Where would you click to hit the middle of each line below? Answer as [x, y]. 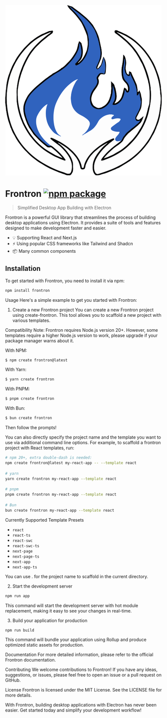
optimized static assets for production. [45, 645]
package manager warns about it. [40, 341]
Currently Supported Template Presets [44, 520]
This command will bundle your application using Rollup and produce [76, 640]
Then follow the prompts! [31, 428]
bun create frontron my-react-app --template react [60, 510]
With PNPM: [18, 389]
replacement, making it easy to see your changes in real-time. [69, 611]
